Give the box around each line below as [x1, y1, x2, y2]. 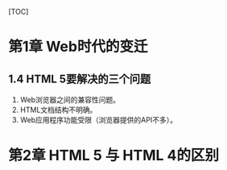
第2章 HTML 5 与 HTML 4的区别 [8, 147, 220, 164]
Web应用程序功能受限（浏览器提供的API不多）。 [19, 115, 177, 124]
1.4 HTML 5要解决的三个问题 [8, 72, 151, 85]
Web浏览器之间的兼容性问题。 [19, 95, 121, 104]
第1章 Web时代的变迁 [8, 38, 148, 56]
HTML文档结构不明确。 [19, 105, 97, 114]
